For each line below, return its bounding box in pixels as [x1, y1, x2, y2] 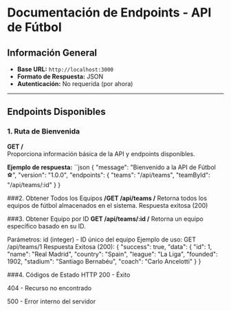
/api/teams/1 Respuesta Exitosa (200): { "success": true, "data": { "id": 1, [7, 242, 212, 250]
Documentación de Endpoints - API [7, 5, 212, 21]
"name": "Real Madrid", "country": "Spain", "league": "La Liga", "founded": [7, 250, 218, 258]
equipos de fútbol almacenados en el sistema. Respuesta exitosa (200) [7, 201, 208, 209]
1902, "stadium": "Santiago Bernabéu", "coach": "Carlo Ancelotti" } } [7, 257, 201, 266]
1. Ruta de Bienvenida [7, 127, 80, 136]
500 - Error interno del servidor [7, 297, 96, 305]
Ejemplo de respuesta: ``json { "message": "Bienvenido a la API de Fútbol [7, 163, 217, 171]
